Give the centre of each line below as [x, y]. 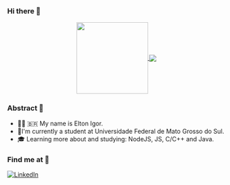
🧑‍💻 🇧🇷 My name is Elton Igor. [60, 123]
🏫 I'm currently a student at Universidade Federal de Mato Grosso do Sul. [121, 131]
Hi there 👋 [24, 11]
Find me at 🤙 [28, 159]
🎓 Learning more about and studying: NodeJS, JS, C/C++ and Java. [116, 139]
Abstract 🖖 [25, 108]
